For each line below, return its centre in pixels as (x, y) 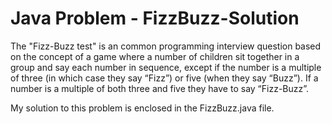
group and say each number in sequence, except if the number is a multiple (166, 67)
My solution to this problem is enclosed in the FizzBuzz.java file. (142, 108)
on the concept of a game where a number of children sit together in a (155, 56)
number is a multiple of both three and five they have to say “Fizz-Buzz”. (160, 88)
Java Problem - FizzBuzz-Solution (155, 18)
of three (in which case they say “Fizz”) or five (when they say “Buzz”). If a (164, 78)
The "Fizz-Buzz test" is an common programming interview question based (166, 46)
